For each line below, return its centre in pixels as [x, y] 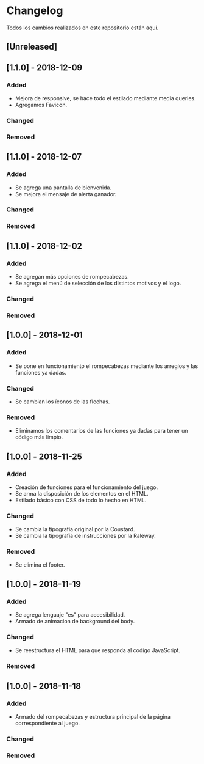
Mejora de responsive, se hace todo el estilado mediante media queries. [105, 98]
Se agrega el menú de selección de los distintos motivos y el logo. [98, 283]
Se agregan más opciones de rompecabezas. [72, 277]
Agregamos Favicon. [41, 105]
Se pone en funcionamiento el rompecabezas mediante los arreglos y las [107, 366]
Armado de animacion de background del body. [75, 622]
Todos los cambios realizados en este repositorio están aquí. [83, 28]
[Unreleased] [32, 47]
